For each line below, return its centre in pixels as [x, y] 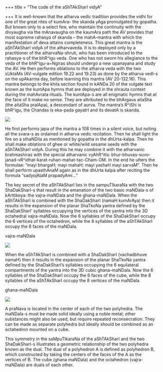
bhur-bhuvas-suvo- [131, 154]
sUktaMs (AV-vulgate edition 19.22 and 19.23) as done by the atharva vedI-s [81, 74]
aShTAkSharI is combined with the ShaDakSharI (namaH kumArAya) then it [80, 200]
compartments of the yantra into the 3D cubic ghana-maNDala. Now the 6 [79, 270]
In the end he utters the [131, 160]
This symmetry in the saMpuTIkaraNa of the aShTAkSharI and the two [75, 339]
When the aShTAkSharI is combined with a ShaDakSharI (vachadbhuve [76, 254]
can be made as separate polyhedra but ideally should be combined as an [79, 324]
